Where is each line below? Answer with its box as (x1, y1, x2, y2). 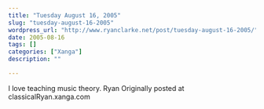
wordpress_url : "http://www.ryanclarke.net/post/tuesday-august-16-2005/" (8, 26, 258, 34)
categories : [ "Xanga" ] (8, 48, 82, 56)
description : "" (8, 56, 61, 64)
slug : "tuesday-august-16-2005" (8, 19, 114, 27)
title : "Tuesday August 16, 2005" (8, 11, 122, 20)
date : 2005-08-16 (8, 33, 65, 42)
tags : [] (8, 41, 37, 49)
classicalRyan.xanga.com (8, 92, 90, 101)
